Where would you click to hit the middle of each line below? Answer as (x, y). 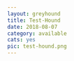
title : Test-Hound (34, 20)
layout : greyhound (34, 14)
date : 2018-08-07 (32, 27)
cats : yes (22, 40)
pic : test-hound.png (37, 46)
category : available (37, 33)
